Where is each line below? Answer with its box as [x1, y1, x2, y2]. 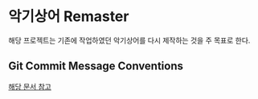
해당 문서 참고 [8, 81, 52, 91]
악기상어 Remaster [8, 7, 129, 26]
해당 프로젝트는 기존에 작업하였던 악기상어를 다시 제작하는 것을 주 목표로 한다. [8, 35, 251, 45]
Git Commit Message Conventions [8, 60, 183, 73]
